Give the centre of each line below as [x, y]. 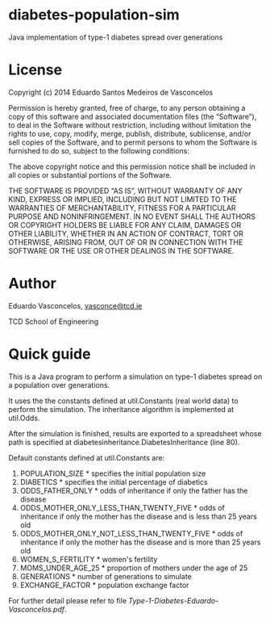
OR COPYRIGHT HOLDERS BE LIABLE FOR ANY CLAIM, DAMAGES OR [125, 225]
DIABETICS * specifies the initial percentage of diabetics [114, 481]
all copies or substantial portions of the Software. [90, 174]
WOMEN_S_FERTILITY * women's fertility [89, 559]
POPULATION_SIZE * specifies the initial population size [113, 473]
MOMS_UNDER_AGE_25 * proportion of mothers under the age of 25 [134, 568]
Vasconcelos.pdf [37, 609]
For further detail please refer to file [68, 600]
